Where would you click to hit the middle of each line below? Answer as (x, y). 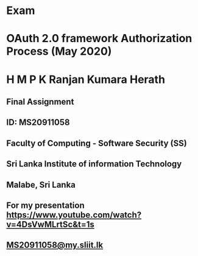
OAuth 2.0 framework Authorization (99, 39)
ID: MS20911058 (38, 123)
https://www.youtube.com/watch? (74, 215)
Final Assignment (40, 101)
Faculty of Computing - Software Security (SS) (97, 143)
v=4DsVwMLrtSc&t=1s (50, 224)
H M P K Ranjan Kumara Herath (86, 79)
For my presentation (45, 205)
